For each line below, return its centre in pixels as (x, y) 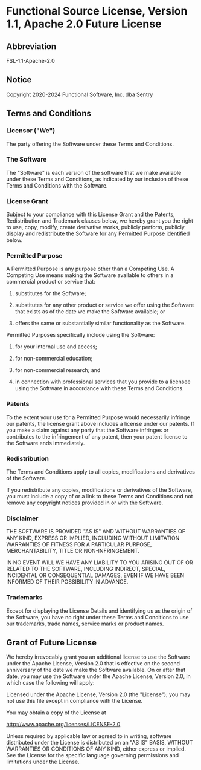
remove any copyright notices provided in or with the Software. (85, 503)
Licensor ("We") (31, 131)
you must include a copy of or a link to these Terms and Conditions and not (100, 496)
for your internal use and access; (56, 347)
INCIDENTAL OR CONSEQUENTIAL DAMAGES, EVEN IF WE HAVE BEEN (95, 575)
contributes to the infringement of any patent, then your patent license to (97, 436)
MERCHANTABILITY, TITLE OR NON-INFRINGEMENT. (73, 551)
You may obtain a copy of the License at (56, 713)
